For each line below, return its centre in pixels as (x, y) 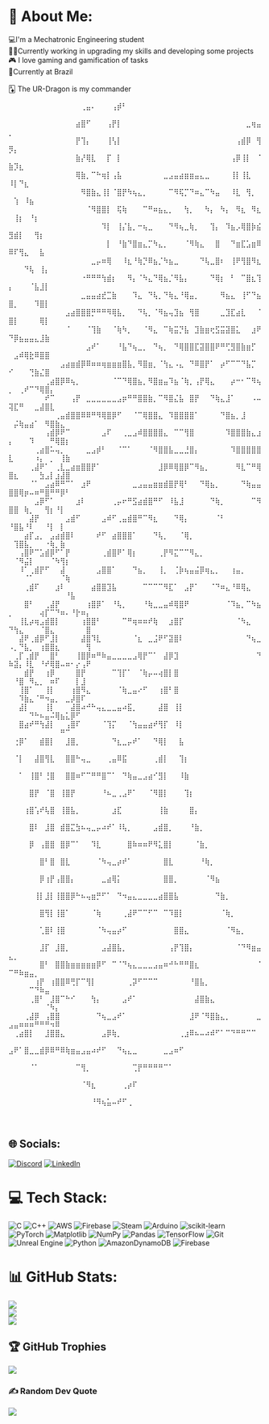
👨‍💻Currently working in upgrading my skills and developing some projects (131, 51)
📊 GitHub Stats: (63, 1277)
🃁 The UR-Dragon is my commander (70, 89)
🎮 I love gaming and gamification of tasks (79, 60)
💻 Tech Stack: (58, 1197)
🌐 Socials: (35, 1144)
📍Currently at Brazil (41, 71)
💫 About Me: (51, 17)
